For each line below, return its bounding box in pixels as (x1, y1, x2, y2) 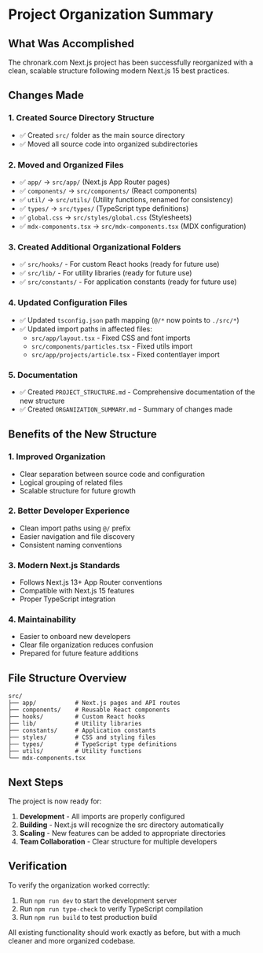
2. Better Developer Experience (8, 505, 130, 516)
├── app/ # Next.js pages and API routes (8, 699, 181, 707)
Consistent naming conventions (19, 540, 122, 549)
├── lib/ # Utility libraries (8, 720, 143, 728)
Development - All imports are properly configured (19, 812, 185, 822)
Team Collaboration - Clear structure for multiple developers (19, 837, 217, 847)
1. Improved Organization (8, 451, 106, 462)
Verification (8, 859, 68, 873)
